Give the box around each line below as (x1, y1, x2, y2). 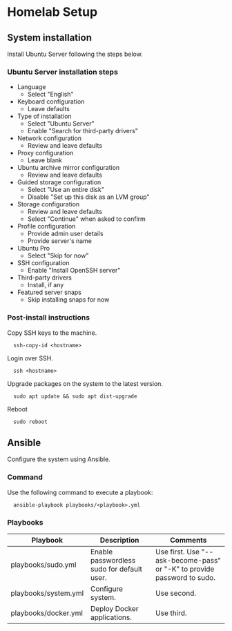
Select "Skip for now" (27, 251, 89, 260)
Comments (170, 536, 207, 545)
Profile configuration (17, 222, 76, 231)
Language (17, 83, 46, 91)
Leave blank (27, 156, 62, 164)
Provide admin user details (27, 229, 104, 238)
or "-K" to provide (155, 564, 215, 574)
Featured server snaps (17, 288, 81, 297)
